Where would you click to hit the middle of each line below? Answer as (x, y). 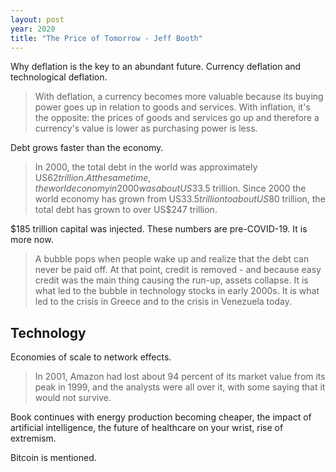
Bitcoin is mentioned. (53, 458)
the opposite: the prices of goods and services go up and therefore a (177, 118)
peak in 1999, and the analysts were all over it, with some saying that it (180, 387)
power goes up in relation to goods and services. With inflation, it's (172, 107)
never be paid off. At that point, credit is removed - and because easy (178, 270)
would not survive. (73, 398)
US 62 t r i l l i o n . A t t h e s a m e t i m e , (93, 178)
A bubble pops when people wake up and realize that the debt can (172, 259)
